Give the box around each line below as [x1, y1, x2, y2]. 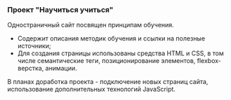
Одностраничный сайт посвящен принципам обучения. [7, 21, 174, 29]
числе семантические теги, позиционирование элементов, [17, 57, 196, 65]
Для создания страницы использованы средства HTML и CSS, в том [17, 49, 224, 57]
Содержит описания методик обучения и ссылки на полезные [17, 34, 206, 43]
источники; [17, 42, 51, 50]
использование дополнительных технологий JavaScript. [7, 85, 176, 94]
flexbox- [197, 57, 221, 65]
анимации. [45, 64, 77, 73]
